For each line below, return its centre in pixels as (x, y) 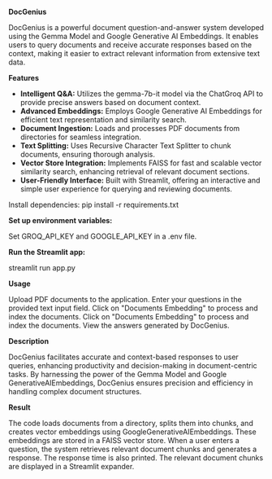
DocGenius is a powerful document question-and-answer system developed (136, 27)
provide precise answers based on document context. (110, 102)
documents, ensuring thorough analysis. (88, 154)
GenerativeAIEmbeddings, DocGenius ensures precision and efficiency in (131, 383)
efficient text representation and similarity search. (103, 120)
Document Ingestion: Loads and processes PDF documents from (130, 128)
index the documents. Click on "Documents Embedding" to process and (129, 316)
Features (24, 78)
